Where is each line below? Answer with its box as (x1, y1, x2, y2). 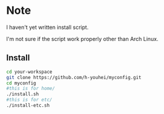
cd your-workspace (6, 69, 52, 75)
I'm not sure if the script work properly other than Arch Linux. (6, 35, 159, 42)
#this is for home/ (6, 86, 55, 92)
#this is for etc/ (6, 97, 52, 103)
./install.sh (6, 91, 39, 97)
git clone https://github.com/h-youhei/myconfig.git (6, 74, 142, 80)
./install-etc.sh (6, 103, 50, 109)
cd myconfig (6, 80, 36, 86)
